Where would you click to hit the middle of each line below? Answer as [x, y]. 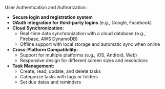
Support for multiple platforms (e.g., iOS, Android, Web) [78, 55]
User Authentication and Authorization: [46, 7]
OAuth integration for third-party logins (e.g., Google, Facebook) [82, 23]
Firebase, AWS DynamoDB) [49, 39]
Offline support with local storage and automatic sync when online [90, 44]
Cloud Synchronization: [38, 28]
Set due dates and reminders [50, 82]
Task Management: [33, 66]
